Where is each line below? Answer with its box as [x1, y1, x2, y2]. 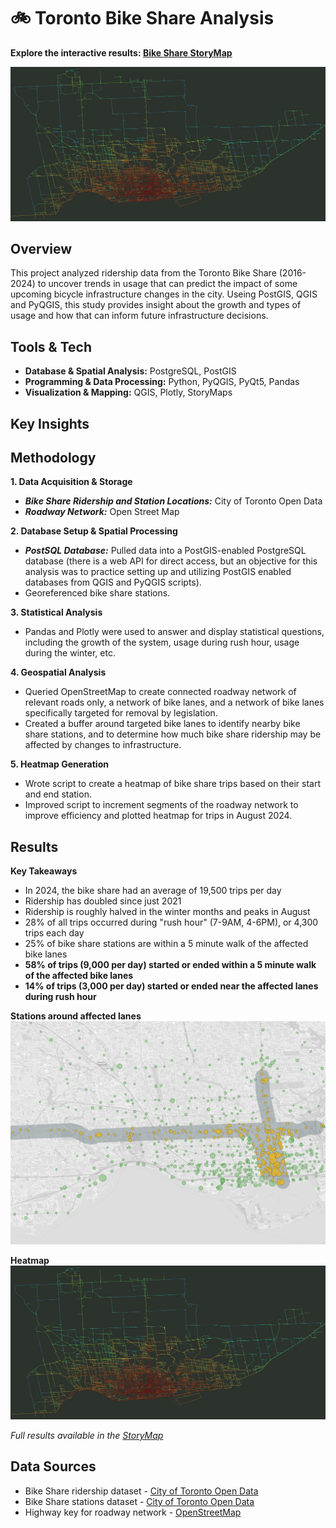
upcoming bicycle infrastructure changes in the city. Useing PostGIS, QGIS [10, 288, 318, 300]
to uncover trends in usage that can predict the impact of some [37, 278, 298, 290]
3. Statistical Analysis [10, 606, 103, 619]
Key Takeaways [10, 865, 78, 877]
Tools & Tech [10, 338, 92, 355]
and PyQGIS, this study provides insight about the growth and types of [10, 299, 302, 311]
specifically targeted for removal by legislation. [24, 707, 218, 719]
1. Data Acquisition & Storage [10, 476, 133, 488]
